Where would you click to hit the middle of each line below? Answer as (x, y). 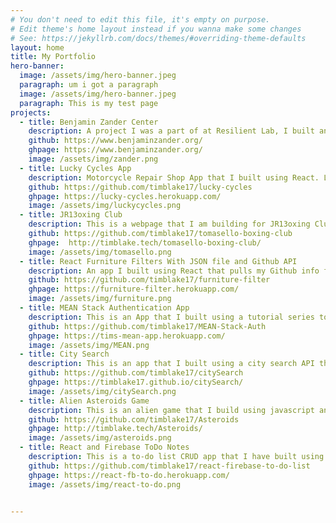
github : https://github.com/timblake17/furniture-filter (149, 280)
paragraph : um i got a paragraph (89, 85)
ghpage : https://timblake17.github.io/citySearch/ (136, 382)
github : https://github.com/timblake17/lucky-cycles (140, 187)
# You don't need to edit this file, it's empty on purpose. (140, 19)
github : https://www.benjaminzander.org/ (115, 141)
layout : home (37, 47)
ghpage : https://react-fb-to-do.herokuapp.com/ (129, 475)
